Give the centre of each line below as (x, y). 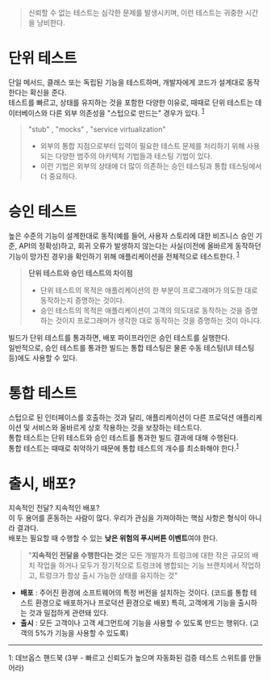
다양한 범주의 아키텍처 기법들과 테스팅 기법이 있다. (134, 156)
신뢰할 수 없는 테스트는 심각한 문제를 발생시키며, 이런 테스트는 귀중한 (135, 13)
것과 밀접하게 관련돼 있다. (69, 612)
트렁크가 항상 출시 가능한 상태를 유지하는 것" (108, 575)
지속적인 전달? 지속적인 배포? (54, 507)
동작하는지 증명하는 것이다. (82, 300)
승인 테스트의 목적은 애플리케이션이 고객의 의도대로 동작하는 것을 (142, 311)
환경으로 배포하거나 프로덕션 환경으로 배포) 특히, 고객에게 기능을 (135, 602)
